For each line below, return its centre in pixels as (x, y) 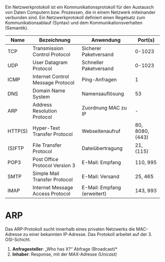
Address (42, 105)
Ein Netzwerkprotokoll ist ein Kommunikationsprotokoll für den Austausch (79, 7)
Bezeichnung (55, 40)
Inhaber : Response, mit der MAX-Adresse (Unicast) (64, 254)
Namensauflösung (103, 94)
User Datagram (50, 62)
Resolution (45, 111)
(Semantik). (17, 28)
